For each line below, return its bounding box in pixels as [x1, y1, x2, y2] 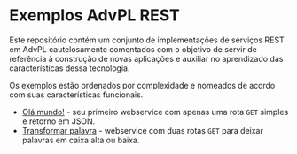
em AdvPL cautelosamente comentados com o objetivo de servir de [9, 43, 257, 54]
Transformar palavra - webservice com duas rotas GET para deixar [21, 125, 263, 135]
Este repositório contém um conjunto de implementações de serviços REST [9, 35, 285, 45]
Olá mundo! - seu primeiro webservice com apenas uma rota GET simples [21, 106, 289, 117]
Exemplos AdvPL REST [9, 5, 180, 26]
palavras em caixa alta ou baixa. [21, 135, 140, 145]
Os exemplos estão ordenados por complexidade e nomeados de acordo [9, 80, 276, 90]
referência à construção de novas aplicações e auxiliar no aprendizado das [9, 53, 284, 64]
